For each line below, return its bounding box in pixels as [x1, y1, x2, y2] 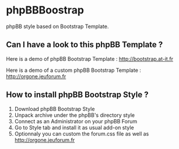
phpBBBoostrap [6, 4, 85, 17]
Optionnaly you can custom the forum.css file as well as [14, 130, 149, 137]
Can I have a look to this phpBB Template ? [6, 40, 163, 50]
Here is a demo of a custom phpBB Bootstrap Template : [6, 67, 142, 74]
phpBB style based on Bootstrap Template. [6, 23, 109, 30]
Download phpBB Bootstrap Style [14, 105, 95, 112]
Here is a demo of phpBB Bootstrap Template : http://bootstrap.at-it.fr [6, 55, 174, 62]
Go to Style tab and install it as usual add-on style [14, 124, 134, 131]
